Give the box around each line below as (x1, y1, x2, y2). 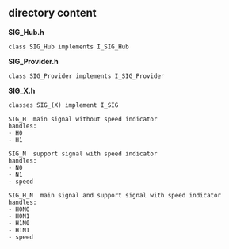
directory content (8, 6, 97, 20)
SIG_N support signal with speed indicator (8, 150, 158, 158)
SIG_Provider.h (8, 56, 59, 66)
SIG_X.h (8, 86, 36, 95)
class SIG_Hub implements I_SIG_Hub (8, 43, 129, 51)
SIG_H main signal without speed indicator (8, 115, 158, 123)
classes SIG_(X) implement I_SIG (8, 101, 119, 109)
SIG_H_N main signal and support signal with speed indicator (8, 191, 222, 199)
